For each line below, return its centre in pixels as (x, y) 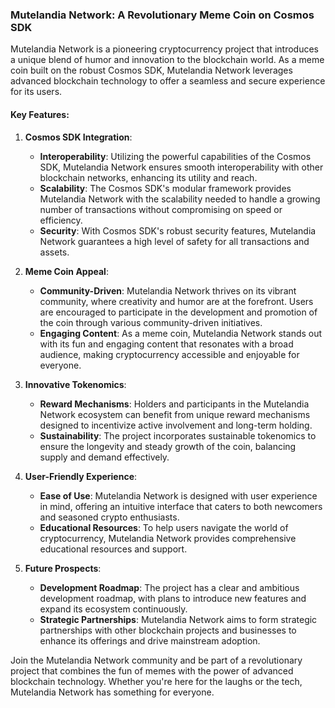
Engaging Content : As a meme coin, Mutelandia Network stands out (181, 333)
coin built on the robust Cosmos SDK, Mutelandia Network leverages (151, 70)
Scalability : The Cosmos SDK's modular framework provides (165, 188)
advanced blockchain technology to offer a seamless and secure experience (168, 81)
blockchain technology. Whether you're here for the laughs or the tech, (156, 681)
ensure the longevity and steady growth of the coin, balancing (168, 446)
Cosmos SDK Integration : (78, 137)
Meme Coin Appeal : (66, 271)
